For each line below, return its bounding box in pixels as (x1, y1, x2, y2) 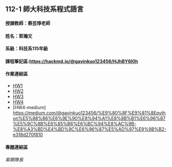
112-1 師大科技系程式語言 (5, 5, 84, 14)
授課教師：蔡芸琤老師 (5, 20, 50, 26)
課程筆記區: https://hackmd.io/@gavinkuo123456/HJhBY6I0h (5, 58, 138, 64)
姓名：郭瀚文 (5, 33, 32, 39)
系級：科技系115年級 (5, 46, 48, 52)
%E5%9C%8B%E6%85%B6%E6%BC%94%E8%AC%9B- (12, 120, 137, 127)
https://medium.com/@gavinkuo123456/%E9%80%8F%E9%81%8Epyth (12, 110, 166, 116)
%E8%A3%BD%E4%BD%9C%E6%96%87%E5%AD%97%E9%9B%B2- (12, 126, 167, 132)
